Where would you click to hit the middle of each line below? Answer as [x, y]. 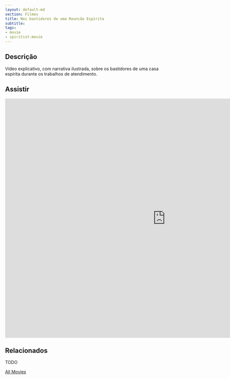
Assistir [17, 89]
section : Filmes [22, 14]
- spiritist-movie [24, 37]
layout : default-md [25, 10]
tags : [11, 28]
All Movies [15, 372]
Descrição [21, 57]
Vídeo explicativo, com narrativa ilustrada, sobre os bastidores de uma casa [82, 69]
